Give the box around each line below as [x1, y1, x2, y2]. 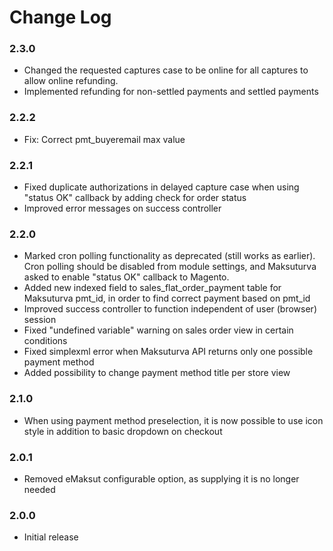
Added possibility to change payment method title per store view [23, 367, 291, 379]
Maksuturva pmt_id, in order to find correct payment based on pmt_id [23, 292, 311, 305]
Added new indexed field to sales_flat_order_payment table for [23, 282, 282, 294]
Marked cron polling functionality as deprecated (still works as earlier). [23, 250, 316, 262]
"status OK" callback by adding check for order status [23, 192, 247, 204]
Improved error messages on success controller [23, 202, 222, 215]
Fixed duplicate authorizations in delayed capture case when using [23, 181, 300, 193]
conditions [23, 335, 68, 347]
